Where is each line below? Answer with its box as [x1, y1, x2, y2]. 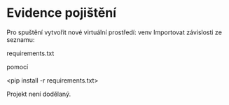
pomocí [6, 62, 29, 71]
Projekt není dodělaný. [6, 90, 71, 98]
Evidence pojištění [6, 5, 117, 21]
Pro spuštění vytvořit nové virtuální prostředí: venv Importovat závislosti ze [6, 28, 222, 36]
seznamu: [6, 35, 35, 43]
